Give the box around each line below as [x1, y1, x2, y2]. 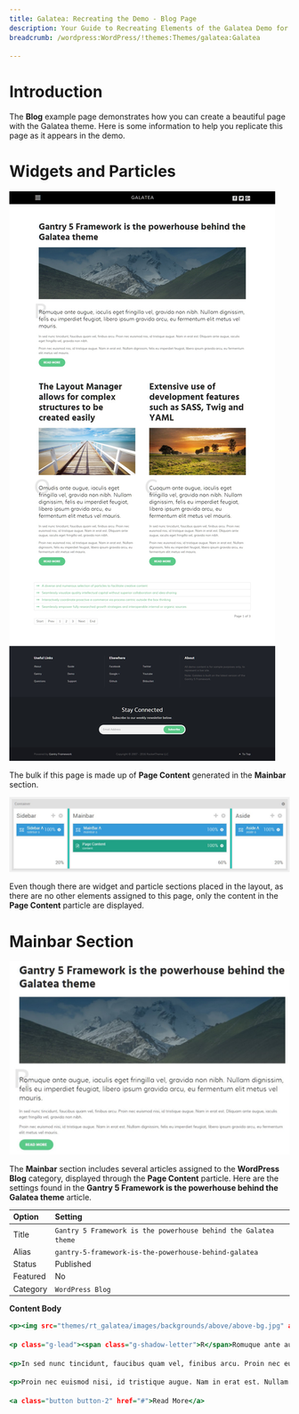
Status [12, 1259, 37, 1270]
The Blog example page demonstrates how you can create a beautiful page [9, 111, 287, 122]
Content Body [9, 1304, 62, 1314]
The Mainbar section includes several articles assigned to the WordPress [9, 1163, 280, 1174]
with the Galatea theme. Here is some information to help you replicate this [9, 121, 283, 132]
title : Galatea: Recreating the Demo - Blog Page [9, 14, 198, 23]
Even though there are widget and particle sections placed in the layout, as [9, 881, 284, 892]
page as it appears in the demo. [9, 130, 126, 141]
